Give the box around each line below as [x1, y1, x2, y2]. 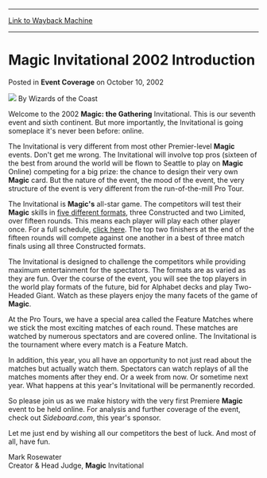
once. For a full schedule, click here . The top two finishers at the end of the [8, 224, 254, 234]
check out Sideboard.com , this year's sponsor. [8, 413, 161, 422]
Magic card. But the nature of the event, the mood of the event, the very [8, 175, 245, 185]
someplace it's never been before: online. [8, 126, 145, 135]
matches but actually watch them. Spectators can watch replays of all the [8, 363, 249, 373]
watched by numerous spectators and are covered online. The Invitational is [8, 331, 257, 340]
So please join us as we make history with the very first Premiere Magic [8, 395, 243, 406]
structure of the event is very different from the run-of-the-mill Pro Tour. [8, 184, 245, 193]
